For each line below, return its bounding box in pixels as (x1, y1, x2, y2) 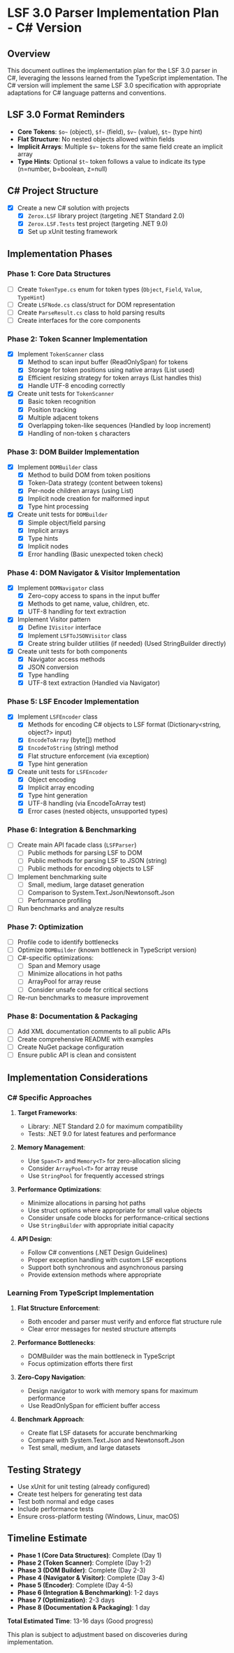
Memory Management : (17, 1143, 86, 1151)
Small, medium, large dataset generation (27, 880, 145, 889)
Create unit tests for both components (17, 646, 128, 656)
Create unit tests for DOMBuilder (17, 510, 108, 519)
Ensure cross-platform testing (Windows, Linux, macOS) (17, 1512, 180, 1521)
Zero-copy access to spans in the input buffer (27, 592, 161, 600)
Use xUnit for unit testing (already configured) (17, 1483, 150, 1491)
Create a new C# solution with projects (17, 203, 130, 212)
